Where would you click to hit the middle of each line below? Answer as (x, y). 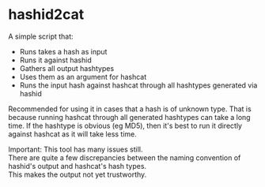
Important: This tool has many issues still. (76, 149)
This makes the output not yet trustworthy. (78, 174)
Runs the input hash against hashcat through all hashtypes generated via (138, 85)
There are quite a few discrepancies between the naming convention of (125, 157)
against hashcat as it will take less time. (72, 134)
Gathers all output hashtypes (67, 68)
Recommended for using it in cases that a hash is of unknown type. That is (130, 109)
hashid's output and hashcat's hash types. (78, 166)
